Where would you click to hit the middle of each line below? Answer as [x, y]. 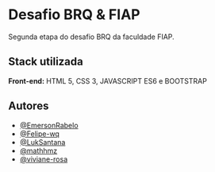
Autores [29, 106]
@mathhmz [38, 150]
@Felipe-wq [39, 134]
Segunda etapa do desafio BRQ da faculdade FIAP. [91, 37]
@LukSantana [42, 142]
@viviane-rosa [44, 159]
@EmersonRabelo [49, 125]
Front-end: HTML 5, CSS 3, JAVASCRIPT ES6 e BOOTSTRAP [108, 80]
